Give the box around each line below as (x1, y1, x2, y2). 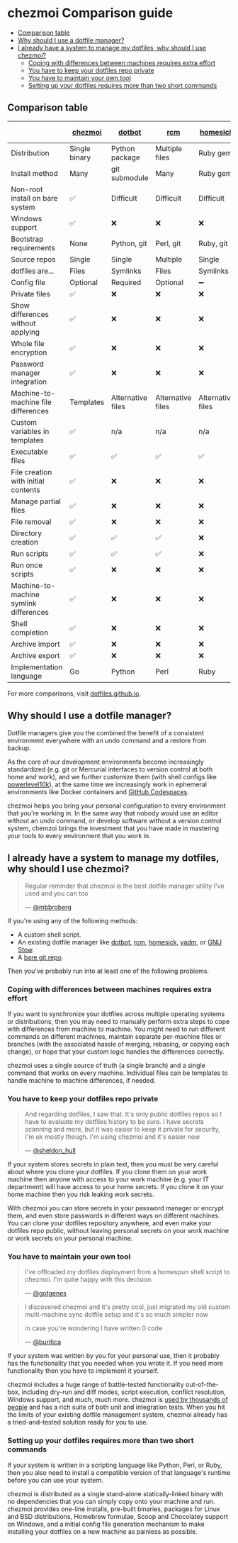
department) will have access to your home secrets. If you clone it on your (7, 1182, 225, 1191)
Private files (11, 289, 51, 299)
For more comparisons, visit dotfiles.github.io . (7, 689, 142, 698)
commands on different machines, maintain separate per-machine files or (7, 1032, 222, 1040)
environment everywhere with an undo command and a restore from (7, 736, 207, 745)
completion (11, 628, 48, 637)
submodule (110, 172, 149, 182)
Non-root (11, 184, 43, 194)
